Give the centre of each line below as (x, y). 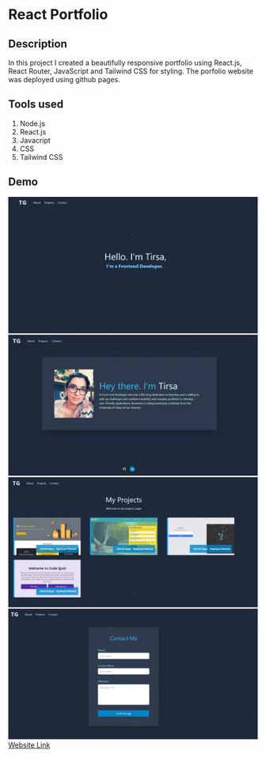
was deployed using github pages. (64, 79)
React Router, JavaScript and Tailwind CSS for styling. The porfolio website (131, 71)
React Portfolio (58, 15)
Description (38, 44)
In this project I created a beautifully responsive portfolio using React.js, (125, 62)
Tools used (36, 104)
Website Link (29, 744)
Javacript (35, 140)
